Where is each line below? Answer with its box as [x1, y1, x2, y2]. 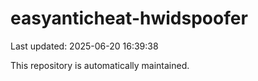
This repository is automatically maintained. [10, 59, 190, 71]
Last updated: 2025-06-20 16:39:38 [10, 40, 159, 52]
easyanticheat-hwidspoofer [10, 7, 248, 30]
